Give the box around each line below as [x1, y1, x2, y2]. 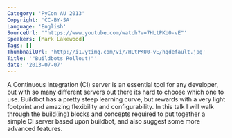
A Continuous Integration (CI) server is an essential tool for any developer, [7, 80, 219, 88]
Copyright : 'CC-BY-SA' [7, 17, 73, 23]
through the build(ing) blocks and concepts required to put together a [7, 110, 206, 118]
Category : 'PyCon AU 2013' [7, 10, 85, 17]
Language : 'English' [7, 23, 67, 30]
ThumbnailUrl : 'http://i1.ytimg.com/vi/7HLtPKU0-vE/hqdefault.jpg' [7, 49, 206, 56]
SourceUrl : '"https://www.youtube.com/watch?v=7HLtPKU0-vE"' [7, 29, 188, 37]
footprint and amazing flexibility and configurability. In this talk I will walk [7, 102, 215, 110]
